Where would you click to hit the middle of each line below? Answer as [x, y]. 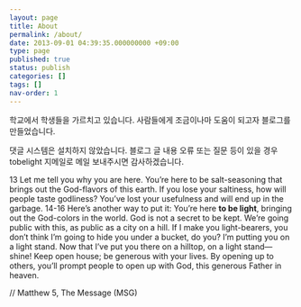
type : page [30, 51]
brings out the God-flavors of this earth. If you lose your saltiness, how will [148, 189]
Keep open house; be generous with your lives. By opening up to [154, 256]
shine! [21, 256]
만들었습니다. [32, 131]
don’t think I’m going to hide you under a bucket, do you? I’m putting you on [150, 237]
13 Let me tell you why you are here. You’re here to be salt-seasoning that [146, 179]
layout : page [34, 18]
